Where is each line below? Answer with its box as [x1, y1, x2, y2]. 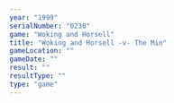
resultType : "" [9, 72, 67, 81]
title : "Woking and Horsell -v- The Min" [9, 38, 168, 47]
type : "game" [9, 80, 59, 89]
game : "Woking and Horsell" [9, 30, 115, 39]
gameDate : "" [9, 55, 59, 64]
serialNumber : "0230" [9, 21, 91, 30]
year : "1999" [9, 13, 59, 22]
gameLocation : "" [9, 47, 75, 56]
